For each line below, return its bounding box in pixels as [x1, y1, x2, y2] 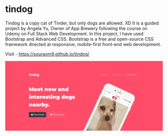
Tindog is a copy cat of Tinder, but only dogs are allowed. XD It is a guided [5, 20, 159, 26]
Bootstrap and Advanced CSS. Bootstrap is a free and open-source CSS [5, 36, 154, 42]
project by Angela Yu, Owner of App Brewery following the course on [5, 25, 147, 31]
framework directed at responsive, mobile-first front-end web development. [5, 41, 161, 47]
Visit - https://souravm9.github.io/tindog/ [5, 51, 90, 57]
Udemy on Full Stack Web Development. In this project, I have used [5, 30, 144, 36]
